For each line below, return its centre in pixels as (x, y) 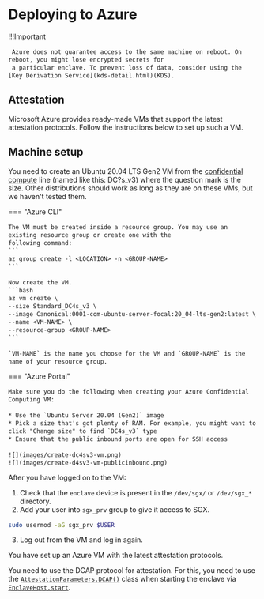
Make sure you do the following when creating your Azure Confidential (128, 392)
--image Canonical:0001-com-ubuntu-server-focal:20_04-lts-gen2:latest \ (132, 314)
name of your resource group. (58, 361)
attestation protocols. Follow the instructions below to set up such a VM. (126, 127)
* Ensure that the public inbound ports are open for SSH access (118, 439)
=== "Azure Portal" (40, 376)
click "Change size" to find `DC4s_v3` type (83, 431)
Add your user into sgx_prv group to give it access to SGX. (115, 509)
